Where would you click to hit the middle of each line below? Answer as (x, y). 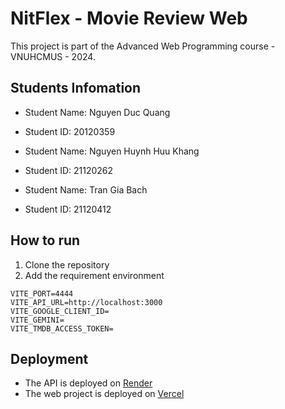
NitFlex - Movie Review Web (129, 18)
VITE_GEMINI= (37, 320)
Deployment (49, 358)
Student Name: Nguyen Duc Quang (97, 112)
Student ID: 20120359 (70, 131)
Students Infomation (76, 88)
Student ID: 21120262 (69, 170)
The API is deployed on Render (88, 383)
